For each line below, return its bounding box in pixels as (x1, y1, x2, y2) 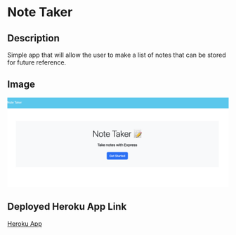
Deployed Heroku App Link (7, 201, 127, 213)
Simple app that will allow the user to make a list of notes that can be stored (7, 51, 226, 59)
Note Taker (7, 4, 73, 20)
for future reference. (7, 58, 67, 67)
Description (7, 32, 60, 44)
